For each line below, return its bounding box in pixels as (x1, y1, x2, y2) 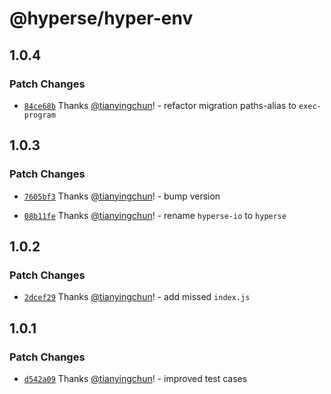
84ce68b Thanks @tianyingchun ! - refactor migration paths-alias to (23, 99, 297, 111)
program (23, 110, 56, 120)
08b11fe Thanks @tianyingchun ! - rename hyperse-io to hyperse (23, 209, 287, 221)
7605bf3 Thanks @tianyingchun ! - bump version (23, 190, 221, 202)
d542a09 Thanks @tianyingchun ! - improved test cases (23, 372, 248, 384)
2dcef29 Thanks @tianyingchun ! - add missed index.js (23, 291, 251, 303)
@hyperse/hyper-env (9, 7, 194, 30)
